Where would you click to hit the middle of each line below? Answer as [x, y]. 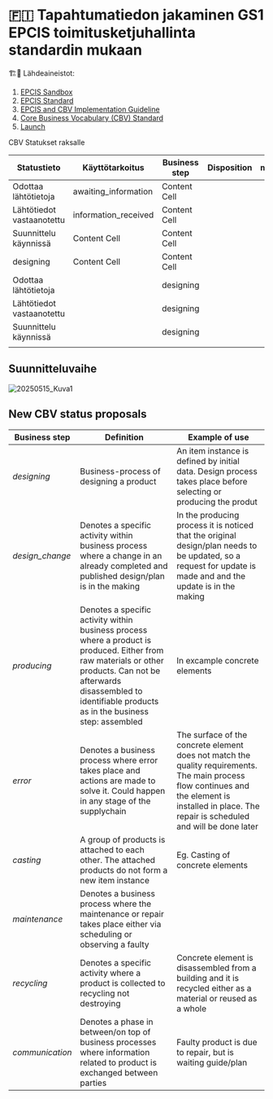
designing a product [118, 481]
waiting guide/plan [212, 1062]
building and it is [208, 978]
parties [93, 1083]
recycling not [105, 993]
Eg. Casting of [203, 855]
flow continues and [212, 786]
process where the [116, 904]
